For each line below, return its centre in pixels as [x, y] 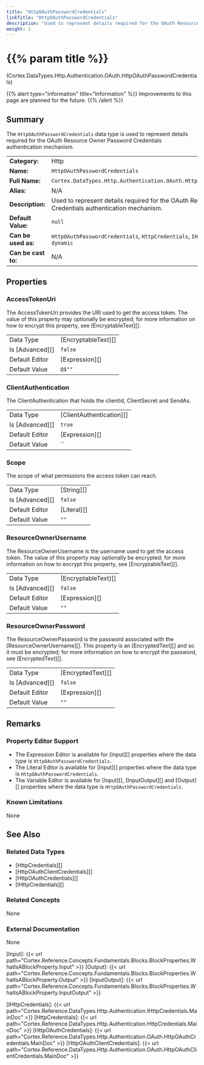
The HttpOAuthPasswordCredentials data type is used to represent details [97, 134]
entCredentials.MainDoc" [38, 1056]
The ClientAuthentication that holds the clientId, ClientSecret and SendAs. [99, 401]
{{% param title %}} [57, 59]
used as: [22, 243]
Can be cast [27, 253]
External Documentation [43, 929]
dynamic [63, 243]
